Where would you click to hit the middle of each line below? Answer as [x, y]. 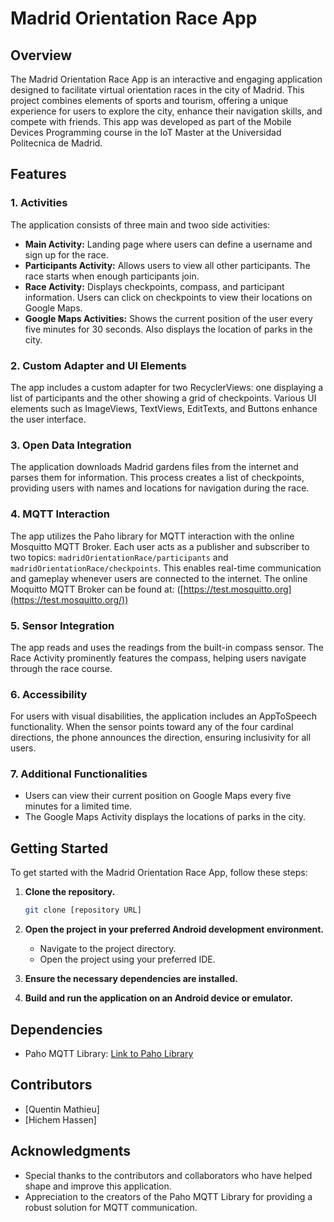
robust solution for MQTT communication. [111, 1207]
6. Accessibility [49, 694]
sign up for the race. [66, 254]
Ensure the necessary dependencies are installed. [131, 979]
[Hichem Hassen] [60, 1119]
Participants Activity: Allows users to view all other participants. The [167, 265]
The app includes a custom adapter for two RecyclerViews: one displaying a [167, 387]
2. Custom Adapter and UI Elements [98, 365]
